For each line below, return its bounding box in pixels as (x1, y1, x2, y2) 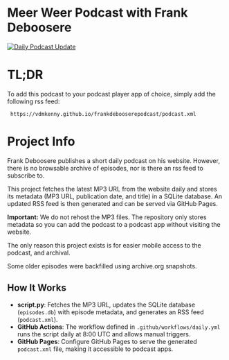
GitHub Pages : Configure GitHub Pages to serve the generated (17, 337, 197, 345)
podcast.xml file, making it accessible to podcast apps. (17, 345, 174, 353)
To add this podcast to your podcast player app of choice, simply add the (7, 89, 217, 98)
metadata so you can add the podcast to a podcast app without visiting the (7, 220, 221, 228)
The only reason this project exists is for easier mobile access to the (7, 241, 202, 249)
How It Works (7, 282, 67, 294)
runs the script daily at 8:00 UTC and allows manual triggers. (17, 329, 191, 338)
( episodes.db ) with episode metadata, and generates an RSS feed (17, 307, 204, 316)
